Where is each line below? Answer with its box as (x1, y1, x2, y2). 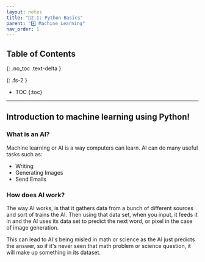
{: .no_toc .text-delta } (6, 65, 62, 72)
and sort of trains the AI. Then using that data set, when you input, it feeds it (6, 211, 198, 219)
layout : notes (6, 9, 43, 15)
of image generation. (6, 224, 59, 231)
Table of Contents (6, 48, 76, 59)
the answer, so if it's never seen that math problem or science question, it (6, 242, 191, 250)
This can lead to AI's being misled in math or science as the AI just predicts (6, 236, 195, 243)
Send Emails (15, 175, 47, 183)
